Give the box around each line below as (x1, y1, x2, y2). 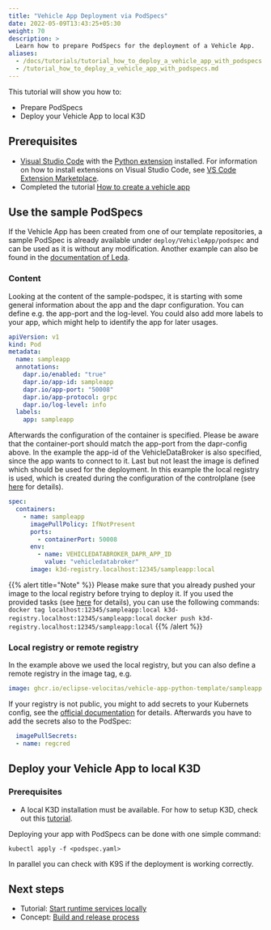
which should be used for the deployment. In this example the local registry (8, 465, 260, 475)
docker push (155, 614, 196, 622)
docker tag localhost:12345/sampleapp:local (8, 605, 161, 614)
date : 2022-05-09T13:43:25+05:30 (8, 19, 121, 28)
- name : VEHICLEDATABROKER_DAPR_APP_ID (37, 550, 172, 559)
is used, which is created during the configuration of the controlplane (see (8, 473, 256, 483)
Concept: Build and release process (19, 912, 140, 922)
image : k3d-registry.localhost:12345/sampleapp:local (29, 565, 216, 574)
